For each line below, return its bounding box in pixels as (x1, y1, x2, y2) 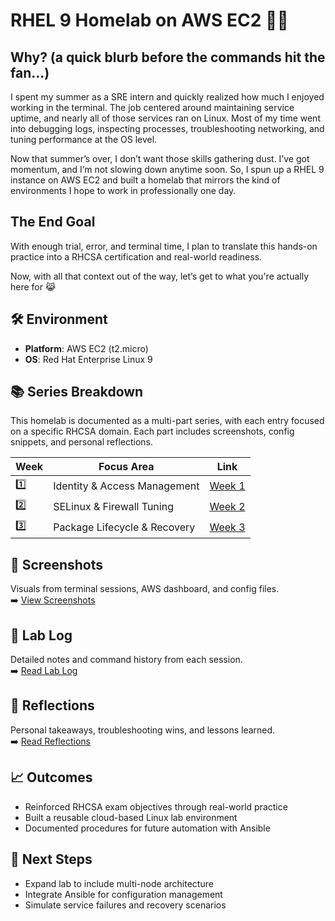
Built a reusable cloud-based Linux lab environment (24, 811, 238, 823)
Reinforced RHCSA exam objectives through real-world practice (24, 800, 288, 813)
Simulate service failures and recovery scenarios (24, 899, 227, 911)
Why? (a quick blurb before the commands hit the (10, 49, 326, 66)
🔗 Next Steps (10, 851, 93, 868)
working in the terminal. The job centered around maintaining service (10, 102, 295, 113)
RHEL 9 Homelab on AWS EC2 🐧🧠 (10, 9, 289, 32)
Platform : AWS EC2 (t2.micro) (24, 342, 149, 354)
